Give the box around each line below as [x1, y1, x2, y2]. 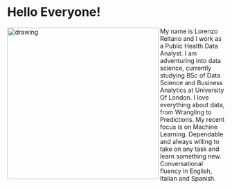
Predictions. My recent [160, 115, 225, 123]
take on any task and [160, 145, 220, 153]
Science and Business [160, 78, 223, 87]
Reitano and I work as [160, 34, 222, 42]
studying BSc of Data [160, 71, 221, 80]
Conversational [160, 159, 203, 168]
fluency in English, [160, 167, 213, 175]
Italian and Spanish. [160, 174, 216, 182]
